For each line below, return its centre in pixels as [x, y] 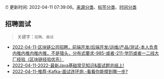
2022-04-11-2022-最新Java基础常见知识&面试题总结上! [68, 65]
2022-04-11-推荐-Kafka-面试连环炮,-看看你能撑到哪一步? [70, 71]
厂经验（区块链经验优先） [38, 59]
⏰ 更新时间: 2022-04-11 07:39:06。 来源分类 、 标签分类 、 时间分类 [71, 7]
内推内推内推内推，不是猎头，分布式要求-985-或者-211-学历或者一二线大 [85, 53]
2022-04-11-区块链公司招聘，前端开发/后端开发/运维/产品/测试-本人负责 [85, 47]
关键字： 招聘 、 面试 [35, 37]
